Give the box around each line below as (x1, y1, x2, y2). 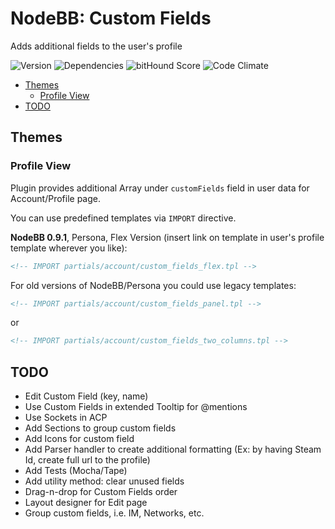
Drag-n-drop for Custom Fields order (24, 486, 178, 498)
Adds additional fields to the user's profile (10, 40, 183, 52)
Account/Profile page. (10, 192, 102, 204)
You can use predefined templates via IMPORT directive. (10, 212, 237, 224)
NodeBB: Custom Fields (10, 7, 212, 30)
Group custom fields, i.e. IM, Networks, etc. (24, 507, 205, 519)
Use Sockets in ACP (24, 412, 108, 424)
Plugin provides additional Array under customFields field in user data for (10, 182, 310, 194)
